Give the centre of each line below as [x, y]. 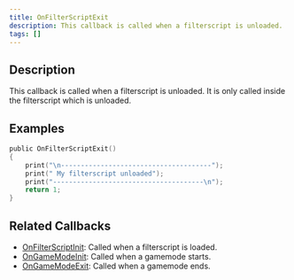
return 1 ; [43, 190]
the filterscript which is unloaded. [70, 101]
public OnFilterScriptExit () [63, 149]
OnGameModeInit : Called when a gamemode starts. [116, 256]
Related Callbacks [60, 226]
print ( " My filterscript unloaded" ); [95, 174]
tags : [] [25, 34]
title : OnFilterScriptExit [59, 17]
